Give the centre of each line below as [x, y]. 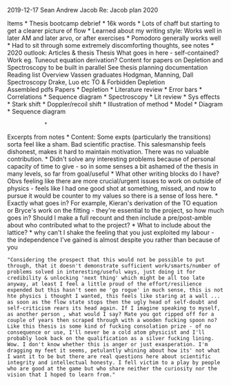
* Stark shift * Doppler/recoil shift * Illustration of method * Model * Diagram [115, 104]
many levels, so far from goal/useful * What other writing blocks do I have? [113, 173]
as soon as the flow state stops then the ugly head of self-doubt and [112, 302]
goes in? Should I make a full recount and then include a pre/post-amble [110, 218]
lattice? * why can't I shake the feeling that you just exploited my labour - [111, 232]
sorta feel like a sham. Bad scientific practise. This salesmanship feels [107, 144]
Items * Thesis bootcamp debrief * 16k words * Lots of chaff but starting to [113, 23]
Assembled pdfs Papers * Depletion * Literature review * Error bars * [105, 90]
